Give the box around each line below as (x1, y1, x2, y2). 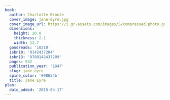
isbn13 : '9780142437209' (9, 54, 62, 60)
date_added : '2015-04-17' (9, 87, 64, 92)
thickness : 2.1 (14, 36, 46, 41)
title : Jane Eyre (9, 78, 46, 83)
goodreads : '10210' (9, 45, 51, 50)
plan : (5, 82, 16, 87)
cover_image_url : (9, 21, 46, 27)
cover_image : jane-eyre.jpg (9, 17, 69, 22)
